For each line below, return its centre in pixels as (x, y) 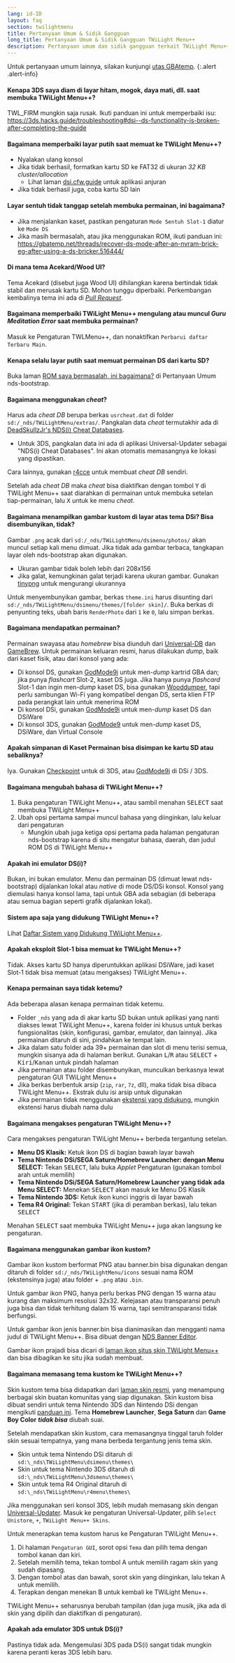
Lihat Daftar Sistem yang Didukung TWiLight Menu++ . (85, 933)
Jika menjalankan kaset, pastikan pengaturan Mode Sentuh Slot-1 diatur (121, 221)
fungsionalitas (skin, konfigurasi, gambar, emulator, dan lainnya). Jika (117, 1032)
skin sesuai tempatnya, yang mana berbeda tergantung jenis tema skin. (110, 1440)
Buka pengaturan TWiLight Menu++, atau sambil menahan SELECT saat (120, 803)
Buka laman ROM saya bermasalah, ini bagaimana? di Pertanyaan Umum (112, 376)
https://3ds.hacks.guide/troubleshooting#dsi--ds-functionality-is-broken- (114, 121)
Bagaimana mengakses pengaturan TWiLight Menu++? (89, 1123)
